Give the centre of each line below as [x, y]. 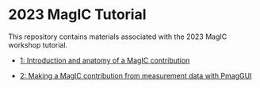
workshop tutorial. [38, 44]
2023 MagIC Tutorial [77, 15]
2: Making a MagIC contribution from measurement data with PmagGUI [136, 75]
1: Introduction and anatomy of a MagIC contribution [105, 60]
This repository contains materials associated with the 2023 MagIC [118, 36]
